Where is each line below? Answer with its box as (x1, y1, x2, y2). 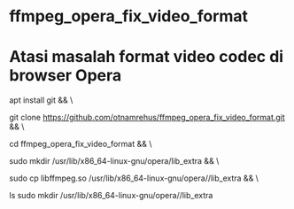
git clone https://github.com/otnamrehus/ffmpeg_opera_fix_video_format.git (9, 112, 285, 123)
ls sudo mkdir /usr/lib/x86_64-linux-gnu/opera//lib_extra (9, 190, 213, 201)
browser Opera (9, 66, 122, 86)
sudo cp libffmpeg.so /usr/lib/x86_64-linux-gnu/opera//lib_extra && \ (9, 173, 259, 183)
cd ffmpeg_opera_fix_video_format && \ (9, 139, 152, 150)
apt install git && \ (9, 95, 73, 105)
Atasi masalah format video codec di (9, 47, 284, 67)
